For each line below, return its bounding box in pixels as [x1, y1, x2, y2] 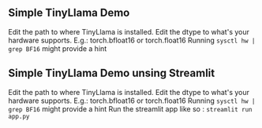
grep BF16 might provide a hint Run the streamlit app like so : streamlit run [8, 104, 253, 113]
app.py [8, 112, 30, 120]
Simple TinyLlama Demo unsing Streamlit [8, 67, 215, 80]
